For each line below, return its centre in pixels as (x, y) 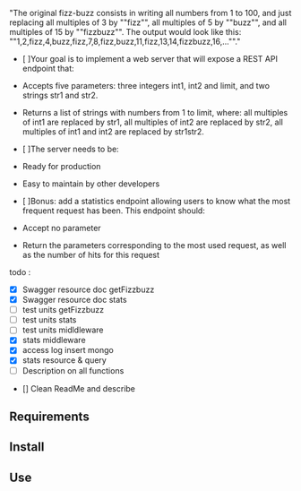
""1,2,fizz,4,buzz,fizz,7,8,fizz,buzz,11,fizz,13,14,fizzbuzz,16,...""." (125, 41)
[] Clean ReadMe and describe (79, 388)
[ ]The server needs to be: (70, 149)
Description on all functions (73, 370)
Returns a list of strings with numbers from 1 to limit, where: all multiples (155, 112)
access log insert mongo (68, 350)
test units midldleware (63, 330)
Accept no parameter (61, 228)
